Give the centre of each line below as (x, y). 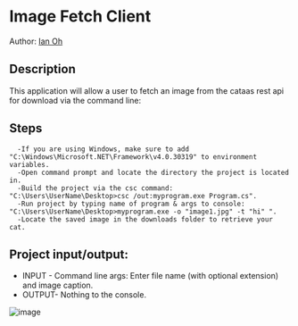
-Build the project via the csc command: (95, 188)
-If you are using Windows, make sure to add (103, 149)
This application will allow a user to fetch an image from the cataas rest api (147, 90)
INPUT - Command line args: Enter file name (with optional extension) (150, 276)
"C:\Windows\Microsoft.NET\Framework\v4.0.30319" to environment (133, 157)
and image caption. (58, 285)
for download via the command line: (75, 100)
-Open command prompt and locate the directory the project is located (153, 172)
